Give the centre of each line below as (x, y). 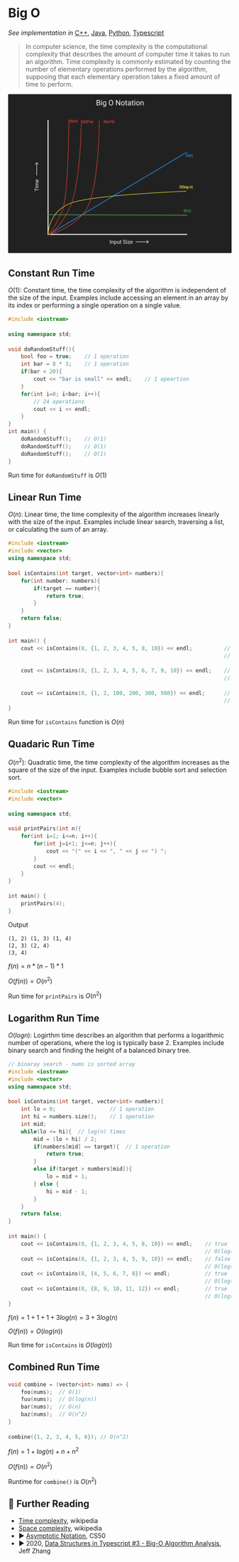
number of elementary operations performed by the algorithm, (116, 69)
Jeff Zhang (34, 1551)
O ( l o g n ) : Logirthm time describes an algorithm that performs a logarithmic (116, 1035)
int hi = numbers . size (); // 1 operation (88, 1117)
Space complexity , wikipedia (60, 1529)
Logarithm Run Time (54, 1018)
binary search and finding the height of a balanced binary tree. (100, 1050)
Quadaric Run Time (51, 744)
